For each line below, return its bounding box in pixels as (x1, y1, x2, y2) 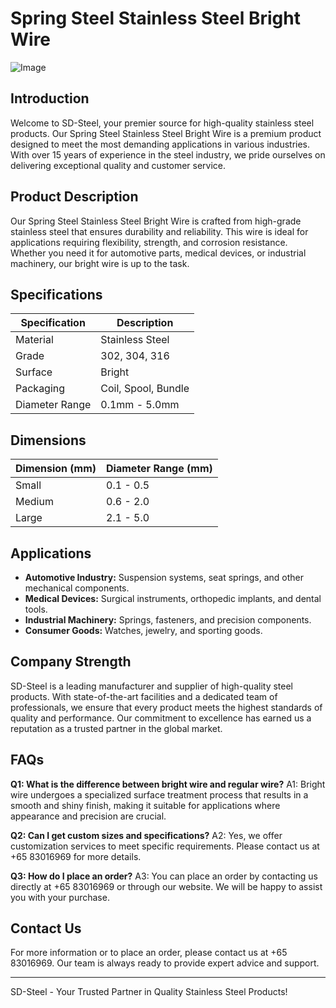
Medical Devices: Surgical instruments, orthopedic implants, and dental (24, 593, 322, 604)
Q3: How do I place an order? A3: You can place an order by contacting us (10, 870, 318, 882)
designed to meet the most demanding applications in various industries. (10, 138, 311, 150)
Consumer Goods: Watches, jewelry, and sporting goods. (24, 625, 263, 636)
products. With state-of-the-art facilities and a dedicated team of (10, 690, 278, 702)
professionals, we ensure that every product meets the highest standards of (10, 701, 323, 713)
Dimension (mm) (15, 462, 97, 476)
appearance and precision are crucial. (10, 810, 167, 822)
